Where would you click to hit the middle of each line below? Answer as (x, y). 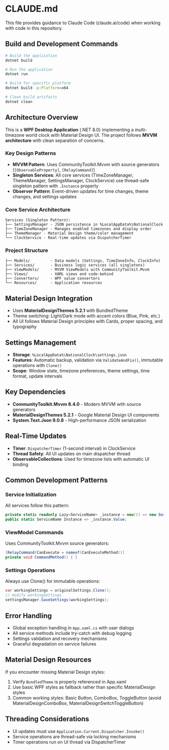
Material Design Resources (48, 660)
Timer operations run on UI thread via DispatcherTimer (69, 742)
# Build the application (31, 56)
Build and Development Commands (62, 44)
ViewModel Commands (34, 532)
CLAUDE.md (32, 9)
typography (24, 327)
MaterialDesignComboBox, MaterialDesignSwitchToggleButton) (78, 703)
